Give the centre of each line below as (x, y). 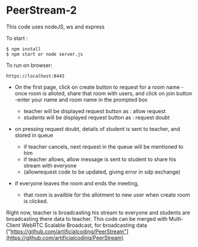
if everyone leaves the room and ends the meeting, (77, 183)
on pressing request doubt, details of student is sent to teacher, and (97, 129)
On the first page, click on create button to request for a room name (97, 87)
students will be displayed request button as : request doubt (97, 117)
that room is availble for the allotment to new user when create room (107, 195)
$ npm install (24, 49)
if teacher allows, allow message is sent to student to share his (100, 159)
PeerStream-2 (41, 10)
